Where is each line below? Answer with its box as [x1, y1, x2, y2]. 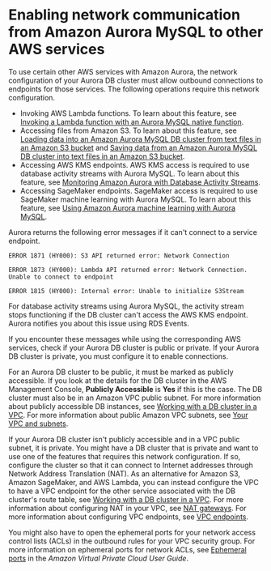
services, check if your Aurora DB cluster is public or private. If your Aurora [8, 343, 260, 352]
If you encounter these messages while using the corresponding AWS [8, 334, 241, 343]
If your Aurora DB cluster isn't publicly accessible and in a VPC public [8, 434, 240, 444]
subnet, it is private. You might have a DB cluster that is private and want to [8, 443, 259, 453]
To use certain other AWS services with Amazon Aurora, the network [8, 66, 238, 76]
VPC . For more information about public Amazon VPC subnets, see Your [8, 410, 248, 420]
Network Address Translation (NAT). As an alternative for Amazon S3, [8, 468, 241, 479]
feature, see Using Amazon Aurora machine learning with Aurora [19, 202, 236, 212]
